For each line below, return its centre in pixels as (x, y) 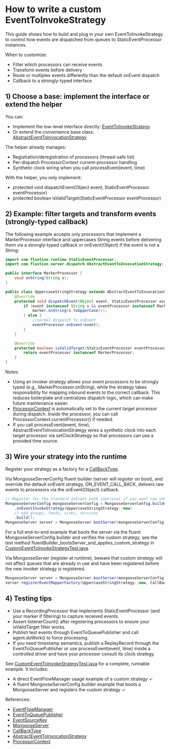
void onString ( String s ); (42, 278)
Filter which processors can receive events (57, 64)
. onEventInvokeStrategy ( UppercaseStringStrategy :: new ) (73, 508)
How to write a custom (53, 9)
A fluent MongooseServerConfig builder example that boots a (77, 684)
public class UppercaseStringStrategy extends (55, 292)
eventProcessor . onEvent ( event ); (66, 325)
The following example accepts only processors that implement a (73, 234)
